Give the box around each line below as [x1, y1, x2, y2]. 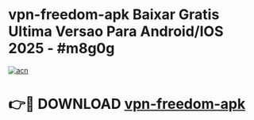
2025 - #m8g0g [8, 40, 115, 57]
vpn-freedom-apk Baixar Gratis [8, 6, 220, 24]
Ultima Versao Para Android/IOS [8, 22, 224, 41]
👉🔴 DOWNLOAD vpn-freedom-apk [8, 95, 246, 113]
